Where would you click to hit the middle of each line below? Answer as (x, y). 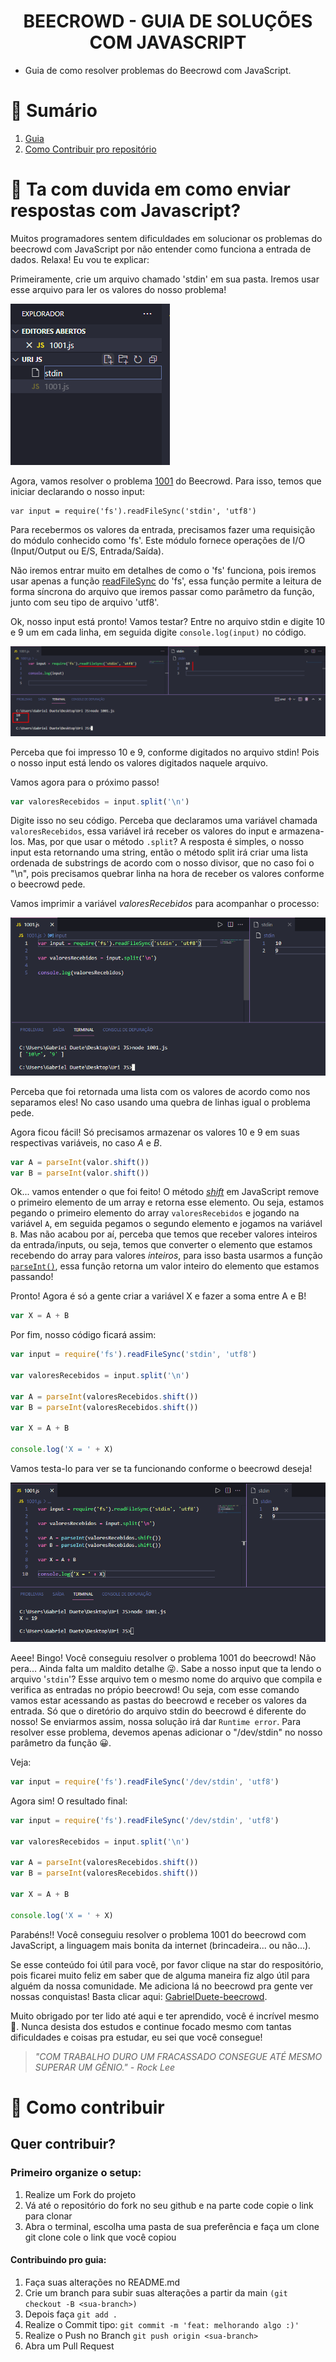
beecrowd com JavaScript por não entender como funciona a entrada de (161, 249)
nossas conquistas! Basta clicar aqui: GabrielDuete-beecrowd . (139, 1996)
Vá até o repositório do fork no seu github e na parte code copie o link (169, 2205)
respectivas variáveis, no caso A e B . (86, 1142)
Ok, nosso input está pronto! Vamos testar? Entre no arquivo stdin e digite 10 (168, 621)
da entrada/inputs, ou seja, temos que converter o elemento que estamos (161, 1245)
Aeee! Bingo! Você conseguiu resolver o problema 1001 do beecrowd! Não (163, 1658)
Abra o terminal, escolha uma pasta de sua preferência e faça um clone (172, 2226)
